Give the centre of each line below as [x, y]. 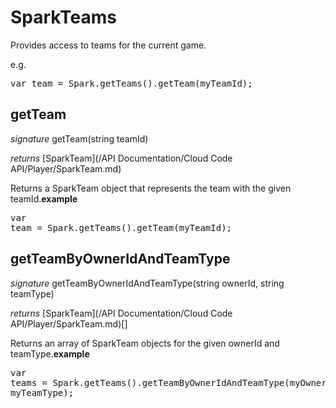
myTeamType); [42, 392]
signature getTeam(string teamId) [79, 138]
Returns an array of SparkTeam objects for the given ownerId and [145, 343]
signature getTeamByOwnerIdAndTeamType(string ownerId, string [147, 283]
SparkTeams [63, 17]
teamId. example [44, 198]
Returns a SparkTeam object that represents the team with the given [151, 188]
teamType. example [50, 353]
